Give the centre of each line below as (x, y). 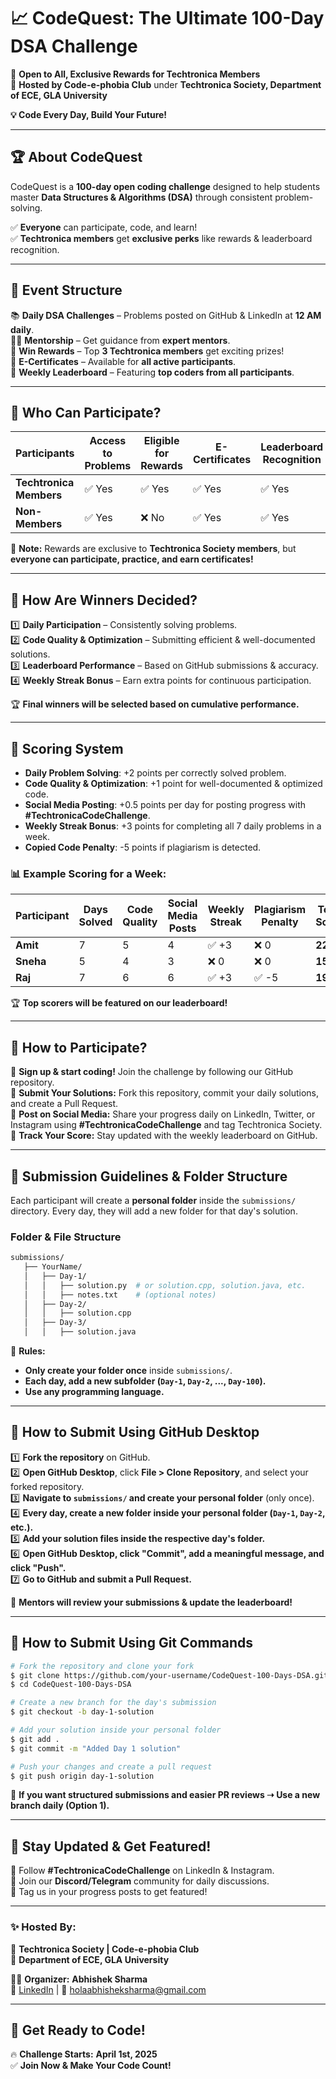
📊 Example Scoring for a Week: (88, 873)
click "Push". (38, 1567)
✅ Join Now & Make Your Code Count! (91, 2066)
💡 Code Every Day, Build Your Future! (89, 114)
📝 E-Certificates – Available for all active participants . (123, 361)
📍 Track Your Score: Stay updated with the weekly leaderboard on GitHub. (164, 1136)
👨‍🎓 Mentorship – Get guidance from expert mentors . (120, 340)
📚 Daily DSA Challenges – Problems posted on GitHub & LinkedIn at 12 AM (166, 315)
